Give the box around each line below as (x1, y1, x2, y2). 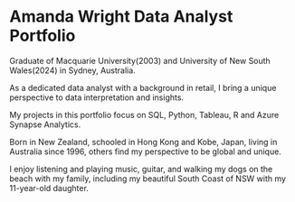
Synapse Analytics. (9, 119, 81, 130)
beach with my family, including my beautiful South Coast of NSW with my (9, 173, 287, 184)
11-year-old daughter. (9, 182, 89, 193)
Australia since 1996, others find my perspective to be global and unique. (9, 146, 282, 157)
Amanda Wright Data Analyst (9, 6, 233, 27)
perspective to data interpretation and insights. (9, 92, 184, 103)
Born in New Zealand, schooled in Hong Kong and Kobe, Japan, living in (9, 136, 278, 147)
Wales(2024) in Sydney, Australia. (9, 65, 136, 76)
